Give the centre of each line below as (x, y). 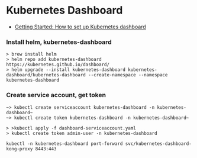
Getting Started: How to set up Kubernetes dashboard (80, 27)
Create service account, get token (56, 95)
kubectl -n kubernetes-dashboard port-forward (64, 144)
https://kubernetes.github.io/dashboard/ (58, 65)
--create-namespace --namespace (128, 75)
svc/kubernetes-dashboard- (159, 144)
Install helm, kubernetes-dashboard (59, 42)
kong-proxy (20, 149)
